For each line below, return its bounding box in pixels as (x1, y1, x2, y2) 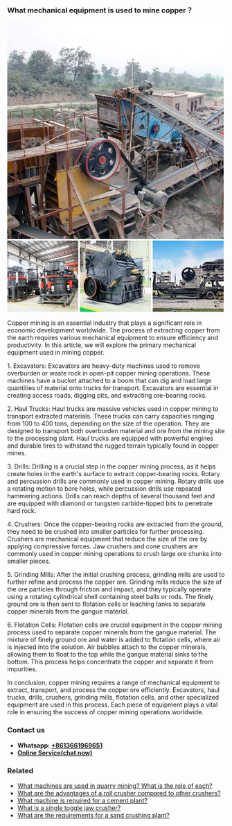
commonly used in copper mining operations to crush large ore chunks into (7, 550, 222, 558)
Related (7, 766, 34, 775)
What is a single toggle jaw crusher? (17, 803, 121, 812)
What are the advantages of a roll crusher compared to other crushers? (17, 789, 221, 797)
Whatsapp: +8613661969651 (17, 741, 102, 750)
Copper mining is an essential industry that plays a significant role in (7, 319, 202, 327)
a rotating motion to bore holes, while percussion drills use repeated (7, 484, 202, 493)
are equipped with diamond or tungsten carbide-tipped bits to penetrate (7, 499, 213, 507)
